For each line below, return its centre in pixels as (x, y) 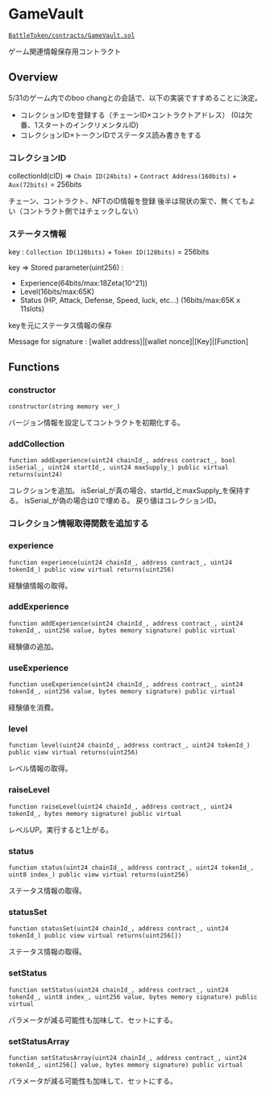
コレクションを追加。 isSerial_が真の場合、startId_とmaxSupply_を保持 (126, 491)
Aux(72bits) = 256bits (45, 184)
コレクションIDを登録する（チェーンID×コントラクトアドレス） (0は (133, 114)
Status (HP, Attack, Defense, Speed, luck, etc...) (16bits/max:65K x (130, 300)
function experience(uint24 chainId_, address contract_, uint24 (120, 562)
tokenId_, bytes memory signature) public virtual (95, 814)
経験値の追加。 (33, 646)
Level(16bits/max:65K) (57, 292)
